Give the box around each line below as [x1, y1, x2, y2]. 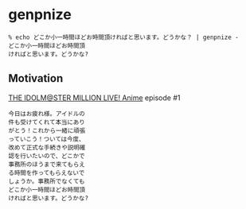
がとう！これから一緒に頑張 [8, 126, 86, 134]
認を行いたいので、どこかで [8, 152, 85, 160]
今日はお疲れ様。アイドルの [8, 110, 85, 118]
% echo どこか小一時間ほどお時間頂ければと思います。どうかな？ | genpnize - [8, 33, 239, 41]
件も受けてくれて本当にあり [8, 118, 85, 126]
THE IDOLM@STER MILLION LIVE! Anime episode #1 [8, 93, 181, 103]
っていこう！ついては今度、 [8, 135, 85, 143]
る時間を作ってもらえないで [8, 168, 85, 176]
